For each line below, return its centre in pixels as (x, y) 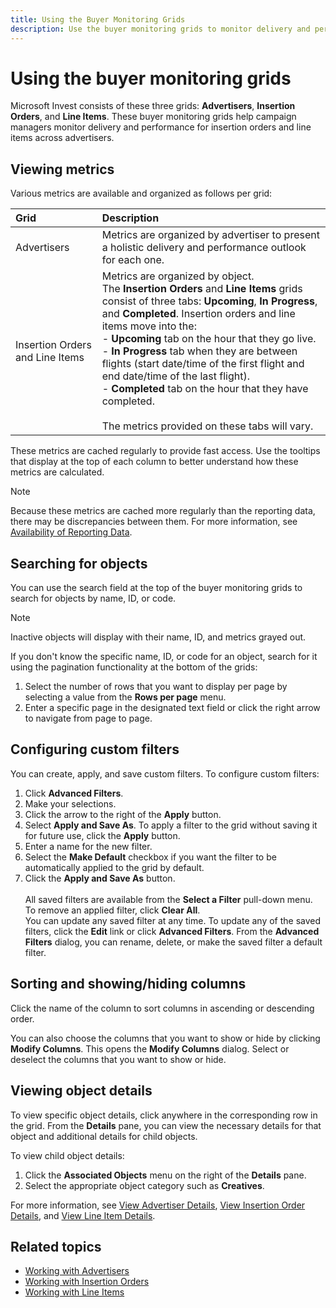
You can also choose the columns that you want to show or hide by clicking (165, 1038)
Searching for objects (79, 563)
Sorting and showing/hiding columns (128, 984)
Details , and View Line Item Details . (83, 1215)
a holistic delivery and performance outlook (204, 248)
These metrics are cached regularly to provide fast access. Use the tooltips (165, 451)
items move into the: (149, 326)
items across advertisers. (62, 138)
